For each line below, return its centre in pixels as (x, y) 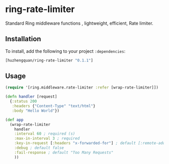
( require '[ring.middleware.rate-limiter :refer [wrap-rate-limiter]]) (82, 88)
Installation (23, 39)
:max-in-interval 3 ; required (47, 139)
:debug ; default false (39, 148)
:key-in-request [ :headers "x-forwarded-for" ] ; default (75, 143)
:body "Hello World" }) (35, 111)
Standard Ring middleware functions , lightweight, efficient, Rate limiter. (79, 23)
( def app (14, 120)
